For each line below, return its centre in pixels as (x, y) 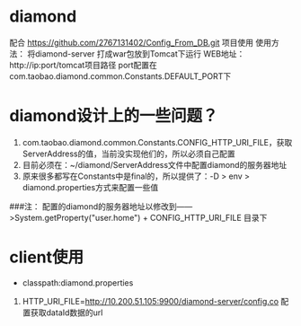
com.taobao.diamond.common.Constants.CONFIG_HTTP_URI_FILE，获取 (157, 142)
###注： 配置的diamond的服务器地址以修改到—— (101, 206)
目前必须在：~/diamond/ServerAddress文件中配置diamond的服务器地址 (155, 164)
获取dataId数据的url (66, 313)
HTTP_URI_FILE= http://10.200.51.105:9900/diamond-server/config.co (150, 301)
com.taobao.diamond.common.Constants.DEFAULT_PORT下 (120, 76)
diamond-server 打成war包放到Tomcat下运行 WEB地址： (140, 53)
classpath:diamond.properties (78, 282)
